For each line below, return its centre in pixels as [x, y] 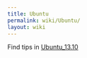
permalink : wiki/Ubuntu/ [44, 21]
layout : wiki [27, 27]
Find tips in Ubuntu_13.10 [43, 47]
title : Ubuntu [28, 14]
